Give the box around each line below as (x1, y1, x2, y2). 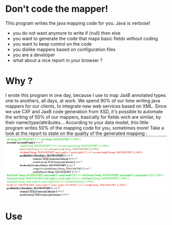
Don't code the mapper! (5, 3, 109, 15)
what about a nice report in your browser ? (12, 57, 103, 63)
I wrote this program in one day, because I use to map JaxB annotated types (5, 92, 166, 98)
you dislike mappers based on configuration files (12, 46, 116, 52)
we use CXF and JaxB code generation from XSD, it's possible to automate (5, 108, 163, 114)
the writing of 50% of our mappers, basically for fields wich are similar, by (5, 114, 161, 120)
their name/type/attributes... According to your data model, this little (5, 119, 149, 126)
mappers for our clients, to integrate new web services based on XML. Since (5, 103, 167, 109)
